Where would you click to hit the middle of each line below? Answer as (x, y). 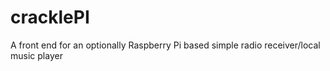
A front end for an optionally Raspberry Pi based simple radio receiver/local (165, 45)
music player (36, 55)
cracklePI (50, 17)
